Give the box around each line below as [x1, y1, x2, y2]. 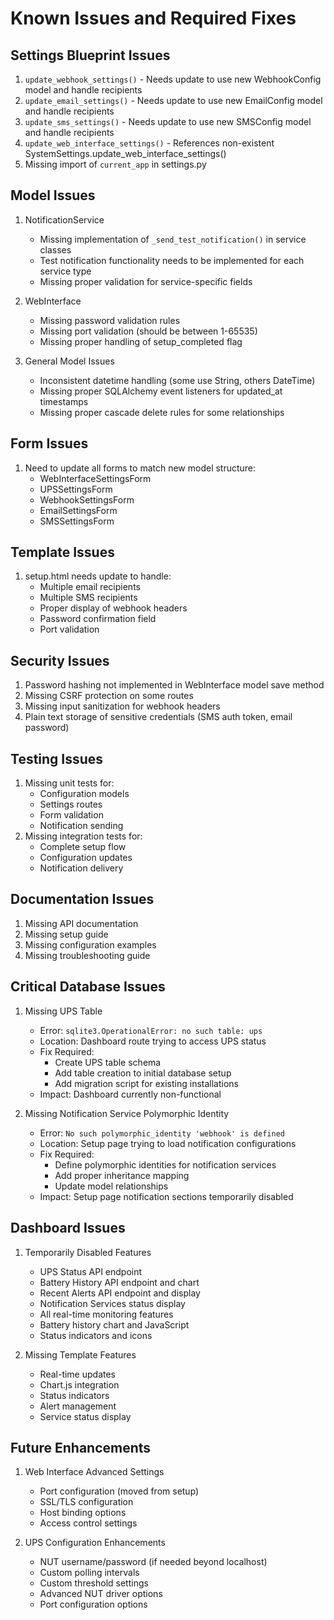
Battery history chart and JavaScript [39, 1318, 190, 1331]
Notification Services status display [39, 1297, 186, 1309]
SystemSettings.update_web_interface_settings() [24, 148, 227, 159]
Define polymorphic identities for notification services [54, 1158, 277, 1171]
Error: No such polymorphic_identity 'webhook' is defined [39, 1127, 285, 1139]
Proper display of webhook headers [39, 602, 188, 614]
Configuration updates [39, 852, 133, 864]
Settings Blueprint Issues [10, 47, 171, 64]
